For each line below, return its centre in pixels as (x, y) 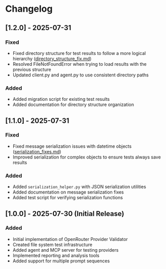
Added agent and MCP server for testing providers (65, 250)
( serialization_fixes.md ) (37, 151)
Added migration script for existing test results (61, 99)
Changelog (29, 9)
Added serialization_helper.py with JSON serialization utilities (79, 187)
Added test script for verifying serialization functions (68, 198)
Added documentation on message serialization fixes (68, 192)
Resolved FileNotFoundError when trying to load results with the (79, 64)
